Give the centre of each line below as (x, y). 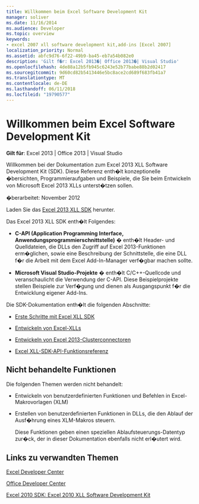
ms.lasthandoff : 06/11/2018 (41, 89)
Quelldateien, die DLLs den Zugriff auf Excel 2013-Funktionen (90, 247)
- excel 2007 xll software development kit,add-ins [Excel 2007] (89, 45)
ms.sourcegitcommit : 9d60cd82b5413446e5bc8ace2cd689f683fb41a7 (86, 73)
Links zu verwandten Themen (62, 457)
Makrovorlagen (33, 402)
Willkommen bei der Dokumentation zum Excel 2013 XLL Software (87, 165)
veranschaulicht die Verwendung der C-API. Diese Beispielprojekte (97, 279)
